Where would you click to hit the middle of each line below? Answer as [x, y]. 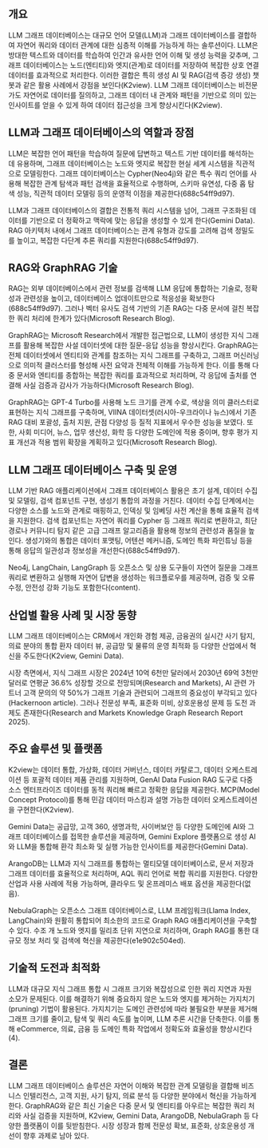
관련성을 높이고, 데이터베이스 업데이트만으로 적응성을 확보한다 [119, 299]
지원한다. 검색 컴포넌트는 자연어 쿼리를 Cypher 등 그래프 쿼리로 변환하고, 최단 [137, 521]
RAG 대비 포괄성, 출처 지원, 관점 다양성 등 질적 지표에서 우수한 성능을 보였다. [127, 423]
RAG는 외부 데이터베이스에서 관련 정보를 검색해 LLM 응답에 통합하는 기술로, [126, 288]
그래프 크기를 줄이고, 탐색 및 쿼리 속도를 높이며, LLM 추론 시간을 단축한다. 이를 [130, 1019]
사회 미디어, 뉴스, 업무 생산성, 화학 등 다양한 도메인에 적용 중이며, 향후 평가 [134, 432]
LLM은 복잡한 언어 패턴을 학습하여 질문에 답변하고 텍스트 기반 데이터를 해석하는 [131, 153]
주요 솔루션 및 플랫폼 [55, 749]
